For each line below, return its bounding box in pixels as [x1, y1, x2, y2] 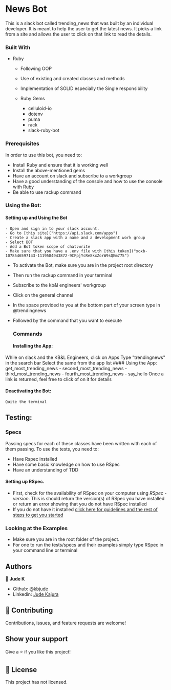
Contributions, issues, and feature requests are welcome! [5, 620, 126, 626]
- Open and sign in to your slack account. [5, 226, 100, 231]
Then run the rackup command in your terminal [12, 272, 113, 278]
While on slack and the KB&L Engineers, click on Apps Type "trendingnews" [5, 354, 165, 360]
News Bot [5, 3, 47, 15]
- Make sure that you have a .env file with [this [5, 248, 116, 253]
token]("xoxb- [117, 248, 147, 253]
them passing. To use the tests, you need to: [5, 446, 99, 452]
